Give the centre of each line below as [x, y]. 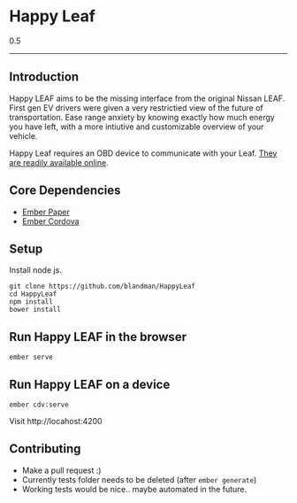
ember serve [31, 357]
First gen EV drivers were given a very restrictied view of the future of [136, 107]
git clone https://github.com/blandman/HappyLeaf [103, 286]
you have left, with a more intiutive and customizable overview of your [137, 127]
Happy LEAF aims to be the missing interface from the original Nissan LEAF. [147, 98]
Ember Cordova [50, 221]
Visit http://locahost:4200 [56, 421]
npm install [31, 302]
